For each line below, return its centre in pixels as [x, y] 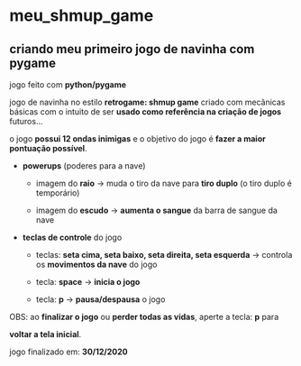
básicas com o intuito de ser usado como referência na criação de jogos [146, 112]
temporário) [58, 193]
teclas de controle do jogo [72, 237]
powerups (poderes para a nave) [84, 166]
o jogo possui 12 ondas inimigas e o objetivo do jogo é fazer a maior [137, 139]
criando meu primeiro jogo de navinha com [132, 49]
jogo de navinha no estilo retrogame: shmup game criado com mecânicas [147, 102]
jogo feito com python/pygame [68, 85]
